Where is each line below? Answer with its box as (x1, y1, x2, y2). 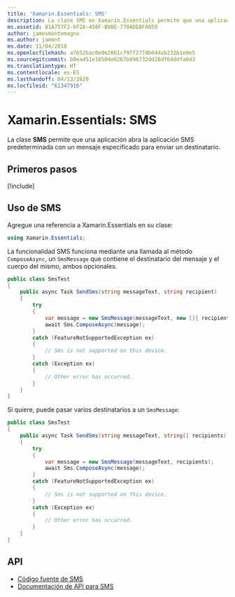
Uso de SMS (7, 202, 62, 214)
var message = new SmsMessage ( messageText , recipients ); (44, 458, 215, 465)
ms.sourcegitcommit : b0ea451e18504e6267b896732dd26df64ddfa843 (7, 56, 196, 63)
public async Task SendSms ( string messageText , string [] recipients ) (20, 432, 227, 439)
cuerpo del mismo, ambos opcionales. (7, 262, 117, 270)
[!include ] (7, 182, 35, 190)
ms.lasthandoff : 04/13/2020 (7, 75, 90, 83)
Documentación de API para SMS (17, 582, 114, 590)
